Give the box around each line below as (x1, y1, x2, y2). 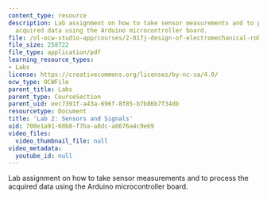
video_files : (8, 129, 52, 137)
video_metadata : (8, 144, 62, 152)
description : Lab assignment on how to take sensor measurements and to (8, 19, 254, 27)
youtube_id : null (15, 151, 73, 159)
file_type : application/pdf (8, 48, 102, 56)
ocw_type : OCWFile (8, 78, 69, 86)
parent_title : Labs (8, 85, 73, 94)
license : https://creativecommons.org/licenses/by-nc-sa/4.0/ (8, 71, 219, 78)
